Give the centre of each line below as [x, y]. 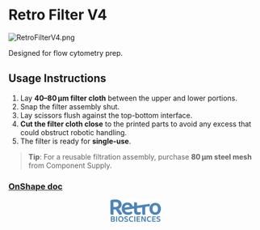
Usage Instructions [57, 79]
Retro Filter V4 [58, 15]
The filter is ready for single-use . [75, 141]
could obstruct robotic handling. [73, 132]
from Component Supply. [70, 165]
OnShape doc [36, 186]
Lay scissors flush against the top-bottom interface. [106, 115]
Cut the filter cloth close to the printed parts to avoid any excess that [136, 124]
